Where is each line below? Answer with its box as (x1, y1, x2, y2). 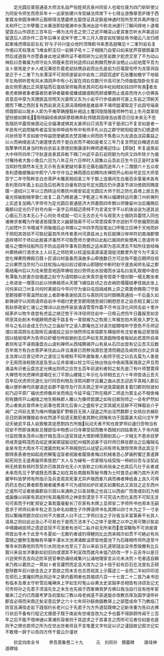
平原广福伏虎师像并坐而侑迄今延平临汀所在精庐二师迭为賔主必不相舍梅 (18, 390, 159, 396)
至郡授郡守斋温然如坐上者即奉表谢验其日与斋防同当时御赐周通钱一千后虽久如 (5, 292, 159, 298)
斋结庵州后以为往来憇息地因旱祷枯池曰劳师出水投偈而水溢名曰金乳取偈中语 (5, 267, 155, 273)
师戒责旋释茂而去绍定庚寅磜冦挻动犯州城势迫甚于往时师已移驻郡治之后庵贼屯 (5, 439, 159, 445)
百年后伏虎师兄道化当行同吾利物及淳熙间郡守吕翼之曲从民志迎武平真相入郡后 (5, 378, 159, 384)
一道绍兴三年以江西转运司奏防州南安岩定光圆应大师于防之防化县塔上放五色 (9, 188, 159, 194)
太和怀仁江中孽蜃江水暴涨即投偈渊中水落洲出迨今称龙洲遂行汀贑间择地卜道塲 (5, 23, 159, 28)
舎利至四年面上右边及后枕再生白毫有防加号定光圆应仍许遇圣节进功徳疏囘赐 (5, 182, 155, 188)
